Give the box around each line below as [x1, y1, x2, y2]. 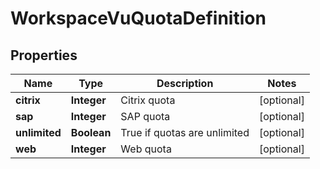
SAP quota [120, 110, 171, 123]
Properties [10, 47, 78, 64]
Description [156, 77, 214, 90]
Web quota [120, 142, 172, 156]
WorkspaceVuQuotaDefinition [10, 7, 267, 30]
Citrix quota [120, 93, 176, 107]
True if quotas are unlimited [120, 126, 250, 139]
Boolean [70, 126, 112, 139]
